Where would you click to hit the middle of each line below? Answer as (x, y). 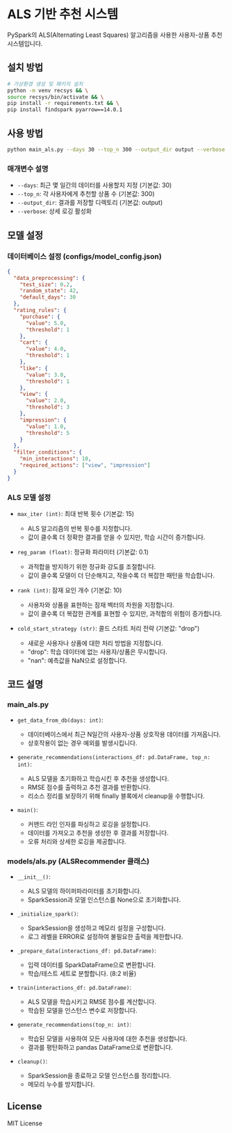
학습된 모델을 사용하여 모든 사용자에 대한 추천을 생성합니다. (107, 1039)
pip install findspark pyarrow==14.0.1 (65, 110)
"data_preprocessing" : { (49, 278)
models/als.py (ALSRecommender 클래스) (78, 861)
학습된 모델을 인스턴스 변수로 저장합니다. (82, 1010)
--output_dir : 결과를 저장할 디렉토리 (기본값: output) (90, 203)
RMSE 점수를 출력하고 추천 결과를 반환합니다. (89, 787)
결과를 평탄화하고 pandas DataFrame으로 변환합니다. (100, 1047)
